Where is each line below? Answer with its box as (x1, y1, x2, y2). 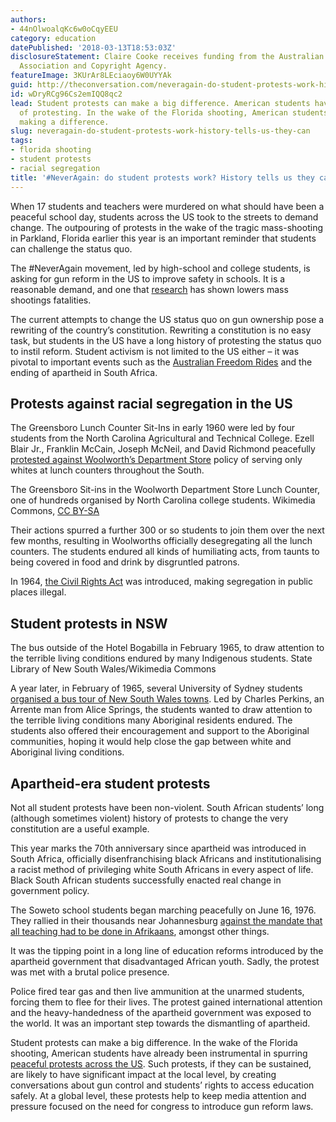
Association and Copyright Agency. (19, 61, 168, 71)
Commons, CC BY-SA (10, 505, 100, 517)
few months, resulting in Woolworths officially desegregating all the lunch (10, 535, 313, 547)
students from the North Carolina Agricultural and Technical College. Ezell (10, 432, 315, 445)
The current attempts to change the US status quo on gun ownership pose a (10, 313, 325, 325)
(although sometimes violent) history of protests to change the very (10, 812, 289, 824)
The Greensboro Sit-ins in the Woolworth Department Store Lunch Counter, (10, 484, 320, 496)
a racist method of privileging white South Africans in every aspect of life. (10, 863, 314, 875)
